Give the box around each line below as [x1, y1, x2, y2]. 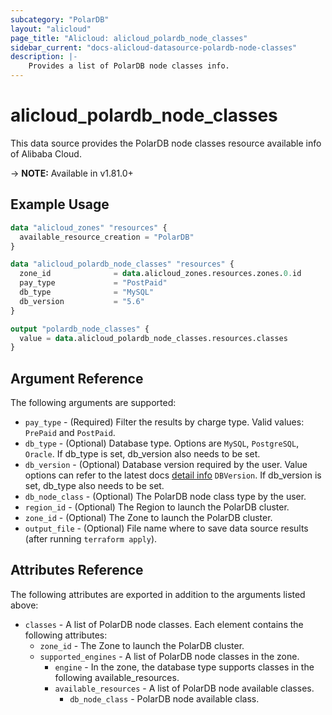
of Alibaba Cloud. [10, 147, 82, 160]
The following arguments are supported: [10, 397, 177, 409]
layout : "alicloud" [10, 24, 92, 34]
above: [10, 599, 39, 611]
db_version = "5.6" [19, 296, 145, 306]
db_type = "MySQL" [19, 287, 155, 297]
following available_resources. [54, 671, 180, 683]
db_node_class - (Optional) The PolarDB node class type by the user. [24, 491, 307, 503]
